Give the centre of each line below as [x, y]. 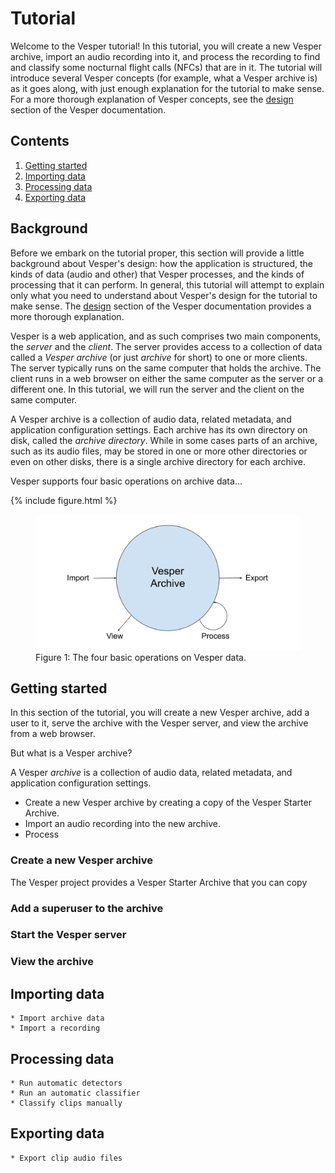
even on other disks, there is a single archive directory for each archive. [158, 461]
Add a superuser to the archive [87, 908]
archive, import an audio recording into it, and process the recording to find [165, 56]
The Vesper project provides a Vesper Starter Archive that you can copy [159, 882]
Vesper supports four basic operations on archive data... [126, 481]
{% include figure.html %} [64, 500]
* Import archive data [57, 1018]
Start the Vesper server [68, 935]
